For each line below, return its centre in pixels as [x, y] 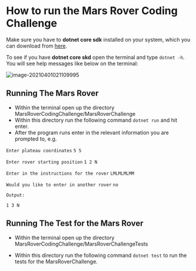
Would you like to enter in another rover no [62, 185]
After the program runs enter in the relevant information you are [92, 132]
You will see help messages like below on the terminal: [72, 63]
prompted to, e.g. [36, 139]
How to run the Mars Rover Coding [92, 11]
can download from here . [37, 46]
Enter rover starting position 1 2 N [52, 162]
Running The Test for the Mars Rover [75, 224]
